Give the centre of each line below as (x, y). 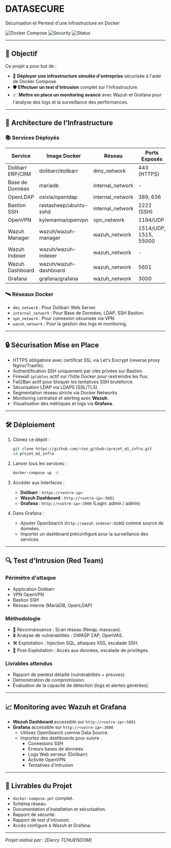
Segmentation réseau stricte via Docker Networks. (65, 392)
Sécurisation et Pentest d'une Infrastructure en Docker (63, 23)
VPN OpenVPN (28, 594)
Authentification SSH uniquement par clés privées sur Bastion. (78, 371)
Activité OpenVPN (47, 760)
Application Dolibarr (34, 589)
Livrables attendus (29, 663)
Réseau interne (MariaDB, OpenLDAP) (52, 605)
